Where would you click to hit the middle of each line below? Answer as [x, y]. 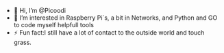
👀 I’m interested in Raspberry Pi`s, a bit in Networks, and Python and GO [115, 18]
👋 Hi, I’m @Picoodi [40, 11]
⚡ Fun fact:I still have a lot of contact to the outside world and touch [109, 33]
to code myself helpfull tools [54, 25]
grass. [23, 42]
